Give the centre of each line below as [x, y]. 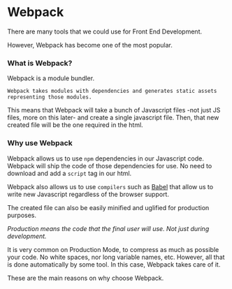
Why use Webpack [40, 143]
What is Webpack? [40, 63]
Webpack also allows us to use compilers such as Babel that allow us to [110, 186]
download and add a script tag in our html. [70, 173]
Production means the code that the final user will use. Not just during [108, 228]
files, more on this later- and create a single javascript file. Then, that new [113, 118]
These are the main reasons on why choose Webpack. [86, 278]
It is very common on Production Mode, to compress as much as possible [113, 249]
